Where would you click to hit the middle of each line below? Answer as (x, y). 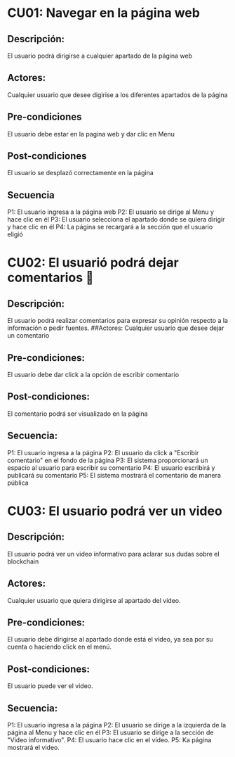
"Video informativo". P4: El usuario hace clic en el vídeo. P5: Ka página (109, 739)
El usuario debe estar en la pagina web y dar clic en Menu (91, 134)
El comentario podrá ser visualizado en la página (78, 414)
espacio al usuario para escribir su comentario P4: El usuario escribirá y (111, 467)
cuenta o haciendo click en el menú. (60, 647)
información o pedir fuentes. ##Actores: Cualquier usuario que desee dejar (116, 328)
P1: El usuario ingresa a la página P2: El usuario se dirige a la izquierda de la (117, 725)
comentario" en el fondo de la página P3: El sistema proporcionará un (108, 460)
